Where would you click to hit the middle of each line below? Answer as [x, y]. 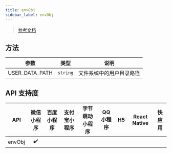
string [66, 73]
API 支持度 [22, 93]
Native [141, 123]
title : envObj [20, 10]
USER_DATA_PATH [30, 73]
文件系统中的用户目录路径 [109, 73]
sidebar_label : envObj [29, 15]
